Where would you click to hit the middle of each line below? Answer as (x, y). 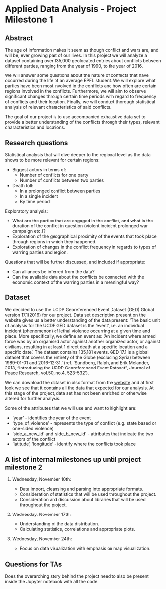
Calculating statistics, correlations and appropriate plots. (77, 529)
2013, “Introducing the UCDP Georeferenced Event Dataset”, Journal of (78, 368)
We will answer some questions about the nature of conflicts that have (77, 75)
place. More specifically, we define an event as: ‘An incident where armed (81, 336)
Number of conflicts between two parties (62, 180)
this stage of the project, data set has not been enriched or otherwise (76, 393)
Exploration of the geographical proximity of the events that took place (84, 236)
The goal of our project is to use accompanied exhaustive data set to (75, 117)
